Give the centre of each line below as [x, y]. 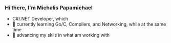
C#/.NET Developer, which [40, 19]
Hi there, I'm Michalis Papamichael [49, 8]
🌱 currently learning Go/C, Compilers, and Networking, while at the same [89, 24]
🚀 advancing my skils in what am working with [61, 35]
